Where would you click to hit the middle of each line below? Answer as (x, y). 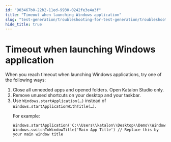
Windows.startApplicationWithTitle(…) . (54, 106)
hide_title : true (24, 24)
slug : (11, 19)
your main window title (38, 134)
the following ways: (26, 80)
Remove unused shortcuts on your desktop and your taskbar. (77, 96)
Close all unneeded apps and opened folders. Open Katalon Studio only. (88, 90)
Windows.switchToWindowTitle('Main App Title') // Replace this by (85, 130)
